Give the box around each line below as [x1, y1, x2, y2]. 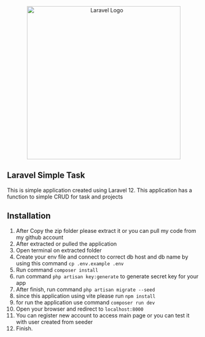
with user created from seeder [15, 318, 93, 325]
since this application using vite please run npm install [15, 292, 156, 300]
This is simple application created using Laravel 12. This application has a [7, 186, 193, 194]
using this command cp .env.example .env [15, 259, 124, 267]
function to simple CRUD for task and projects [7, 193, 123, 200]
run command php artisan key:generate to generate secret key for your [15, 273, 199, 280]
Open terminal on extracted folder [15, 246, 102, 254]
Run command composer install [15, 266, 99, 273]
